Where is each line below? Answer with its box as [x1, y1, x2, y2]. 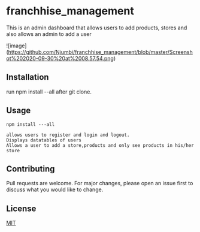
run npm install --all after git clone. [6, 88, 92, 95]
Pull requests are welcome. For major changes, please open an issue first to [6, 180, 193, 187]
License [6, 203, 37, 213]
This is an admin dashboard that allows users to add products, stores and [6, 24, 187, 31]
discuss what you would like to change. [6, 186, 104, 193]
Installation [6, 72, 49, 82]
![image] [6, 42, 27, 49]
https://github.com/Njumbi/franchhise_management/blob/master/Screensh [8, 48, 193, 55]
